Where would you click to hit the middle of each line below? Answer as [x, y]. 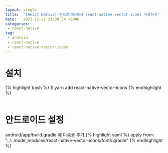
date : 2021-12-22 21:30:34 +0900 [42, 19]
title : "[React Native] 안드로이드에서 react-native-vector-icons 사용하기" [82, 14]
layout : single [21, 10]
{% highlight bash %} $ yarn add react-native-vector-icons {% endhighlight [83, 87]
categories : [18, 24]
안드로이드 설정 [35, 120]
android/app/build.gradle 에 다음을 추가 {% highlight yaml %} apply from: [80, 134]
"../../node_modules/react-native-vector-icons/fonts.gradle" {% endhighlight [84, 140]
